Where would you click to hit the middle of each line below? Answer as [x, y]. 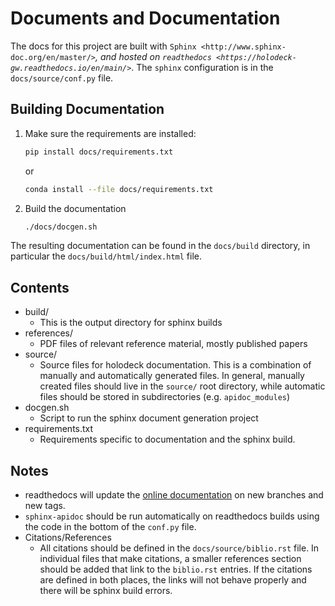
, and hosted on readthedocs [153, 56]
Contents [40, 287]
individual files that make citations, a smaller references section [170, 558]
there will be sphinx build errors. [106, 590]
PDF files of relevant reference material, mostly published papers [173, 344]
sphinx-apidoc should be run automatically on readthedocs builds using [172, 516]
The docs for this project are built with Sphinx [103, 46]
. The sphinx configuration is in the [202, 67]
